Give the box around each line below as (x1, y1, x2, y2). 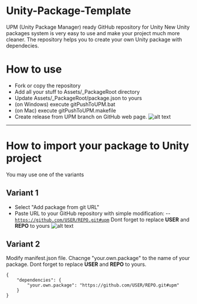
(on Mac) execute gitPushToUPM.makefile (14, 107, 116, 114)
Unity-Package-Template (6, 4, 131, 18)
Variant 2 (6, 239, 40, 250)
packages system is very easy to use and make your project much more (6, 29, 180, 36)
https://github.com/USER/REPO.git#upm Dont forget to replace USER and (14, 216, 189, 223)
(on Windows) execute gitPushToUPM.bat (14, 101, 116, 108)
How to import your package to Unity (6, 139, 189, 153)
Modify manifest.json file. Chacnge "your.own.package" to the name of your (6, 255, 191, 262)
